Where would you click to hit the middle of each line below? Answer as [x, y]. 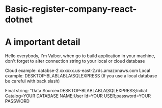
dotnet [19, 19]
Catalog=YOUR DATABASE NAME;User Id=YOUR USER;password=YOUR [78, 96]
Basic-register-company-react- [71, 9]
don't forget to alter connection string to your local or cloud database [75, 61]
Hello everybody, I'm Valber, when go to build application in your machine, [80, 56]
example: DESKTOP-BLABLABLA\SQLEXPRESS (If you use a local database [81, 76]
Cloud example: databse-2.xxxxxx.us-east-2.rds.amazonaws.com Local [78, 71]
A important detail [43, 42]
